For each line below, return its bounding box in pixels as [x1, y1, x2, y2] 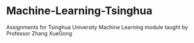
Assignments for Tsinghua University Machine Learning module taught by [6, 24, 188, 31]
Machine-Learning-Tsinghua [6, 4, 153, 18]
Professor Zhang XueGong [6, 29, 73, 37]
